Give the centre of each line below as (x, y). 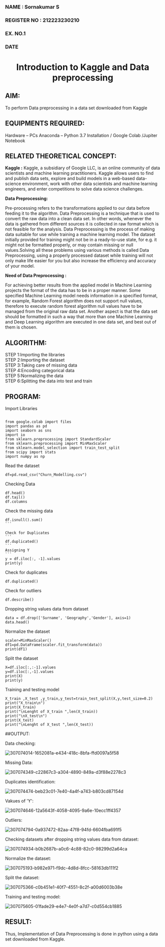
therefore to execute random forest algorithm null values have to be (73, 306)
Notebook (15, 141)
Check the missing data (29, 511)
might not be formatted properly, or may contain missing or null (69, 245)
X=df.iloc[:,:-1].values (31, 667)
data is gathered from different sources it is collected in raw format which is (82, 224)
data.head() (17, 622)
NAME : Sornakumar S (32, 7)
